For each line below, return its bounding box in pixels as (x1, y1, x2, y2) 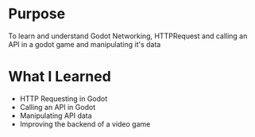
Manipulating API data (19, 111, 93, 120)
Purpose (8, 5, 66, 23)
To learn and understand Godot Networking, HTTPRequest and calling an (8, 31, 248, 41)
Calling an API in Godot (19, 102, 96, 112)
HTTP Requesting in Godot (19, 93, 108, 104)
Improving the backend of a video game (19, 119, 151, 128)
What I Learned (8, 68, 111, 86)
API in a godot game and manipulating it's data (8, 39, 161, 49)
